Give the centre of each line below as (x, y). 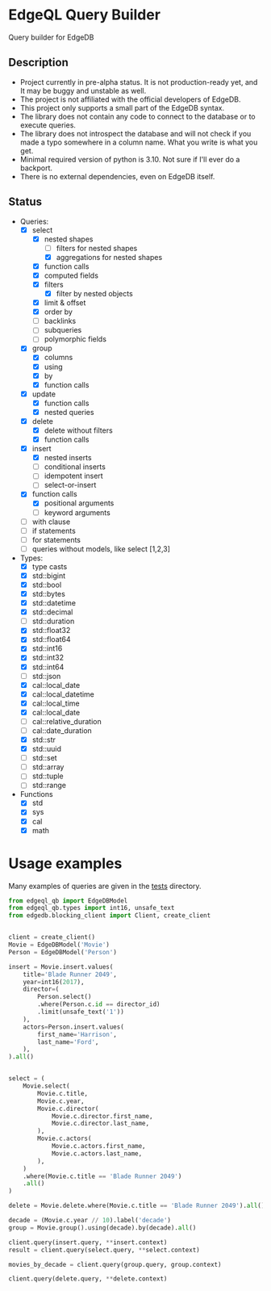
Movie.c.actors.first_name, (99, 1146)
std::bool (47, 585)
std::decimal (52, 612)
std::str (44, 740)
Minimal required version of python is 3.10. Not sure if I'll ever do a (130, 159)
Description (38, 63)
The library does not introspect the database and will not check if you (135, 133)
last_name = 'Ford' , (68, 1042)
